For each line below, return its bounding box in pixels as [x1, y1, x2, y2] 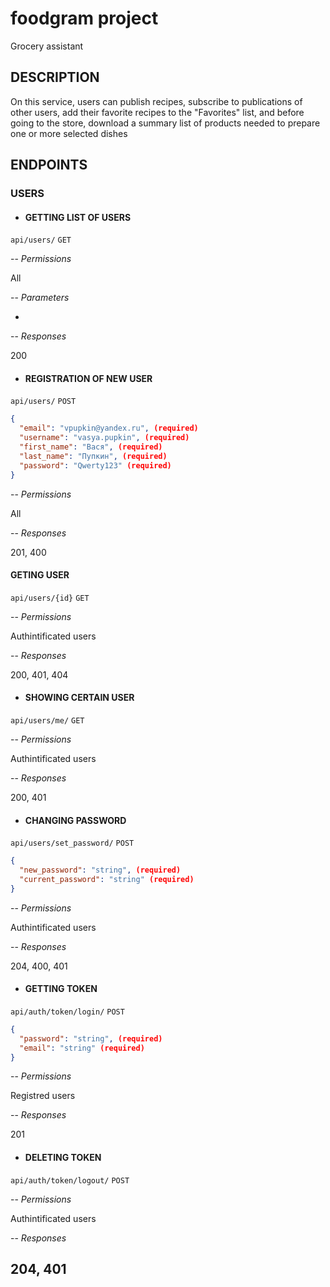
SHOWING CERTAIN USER [24, 692, 135, 704]
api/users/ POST [10, 397, 77, 407]
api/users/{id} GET [10, 593, 90, 603]
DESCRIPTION [10, 69, 100, 86]
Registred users [10, 1090, 76, 1102]
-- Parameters [10, 292, 70, 304]
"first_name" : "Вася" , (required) [19, 442, 163, 452]
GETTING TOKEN [24, 983, 98, 995]
